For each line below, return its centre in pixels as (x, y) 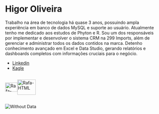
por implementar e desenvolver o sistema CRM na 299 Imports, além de (78, 38)
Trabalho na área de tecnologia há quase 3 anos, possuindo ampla (72, 22)
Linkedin (21, 63)
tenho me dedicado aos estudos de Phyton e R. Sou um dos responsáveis (79, 33)
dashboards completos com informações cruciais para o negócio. (71, 53)
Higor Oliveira (34, 9)
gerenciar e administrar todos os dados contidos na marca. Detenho (74, 43)
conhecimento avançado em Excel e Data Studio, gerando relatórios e (75, 48)
